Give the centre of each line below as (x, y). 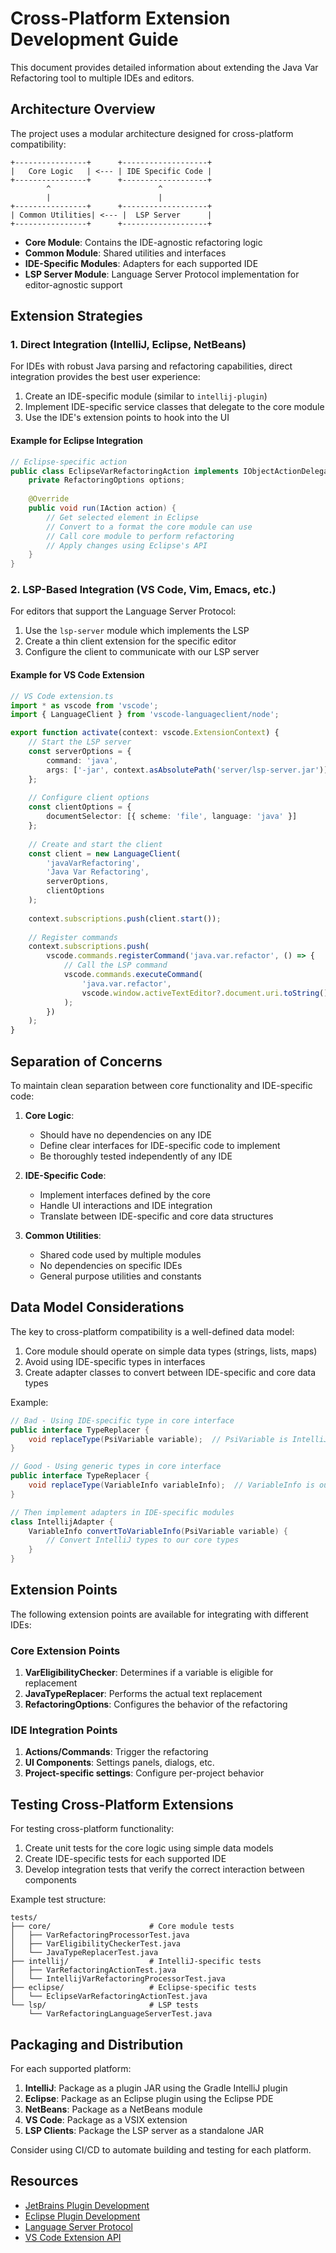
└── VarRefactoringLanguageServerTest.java (120, 2014)
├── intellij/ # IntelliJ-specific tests (136, 1962)
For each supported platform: (71, 2069)
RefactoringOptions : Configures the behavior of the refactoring (156, 1704)
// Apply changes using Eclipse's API (127, 545)
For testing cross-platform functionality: (92, 1829)
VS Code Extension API (73, 2237)
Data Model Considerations (97, 1307)
